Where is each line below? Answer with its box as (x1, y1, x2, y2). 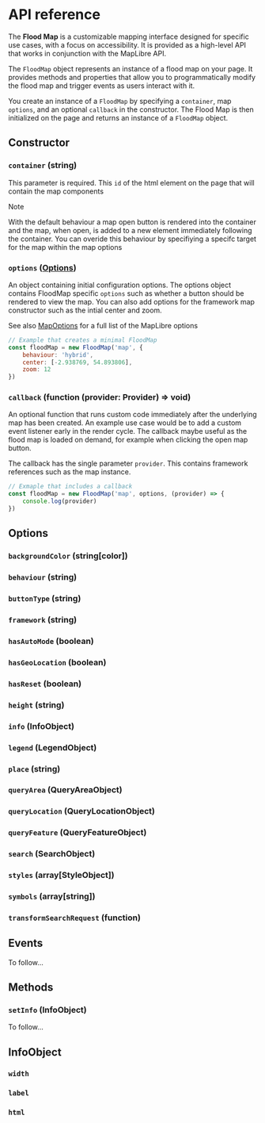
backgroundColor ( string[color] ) (8, 550, 128, 561)
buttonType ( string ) (8, 593, 81, 604)
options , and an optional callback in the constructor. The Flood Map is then (8, 105, 255, 114)
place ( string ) (8, 763, 61, 774)
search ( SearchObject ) (8, 849, 96, 860)
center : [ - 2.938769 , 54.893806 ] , (22, 358, 133, 366)
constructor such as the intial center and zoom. (8, 305, 162, 315)
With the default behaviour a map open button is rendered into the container (8, 217, 257, 227)
